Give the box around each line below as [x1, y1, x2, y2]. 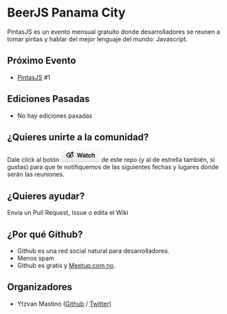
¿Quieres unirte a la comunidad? [7, 131, 149, 143]
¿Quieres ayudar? [7, 190, 85, 202]
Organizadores [7, 281, 73, 293]
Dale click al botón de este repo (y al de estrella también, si [7, 156, 215, 164]
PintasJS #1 [17, 73, 50, 81]
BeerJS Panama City [7, 5, 126, 21]
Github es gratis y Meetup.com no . [17, 262, 116, 269]
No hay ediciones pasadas [17, 112, 93, 120]
